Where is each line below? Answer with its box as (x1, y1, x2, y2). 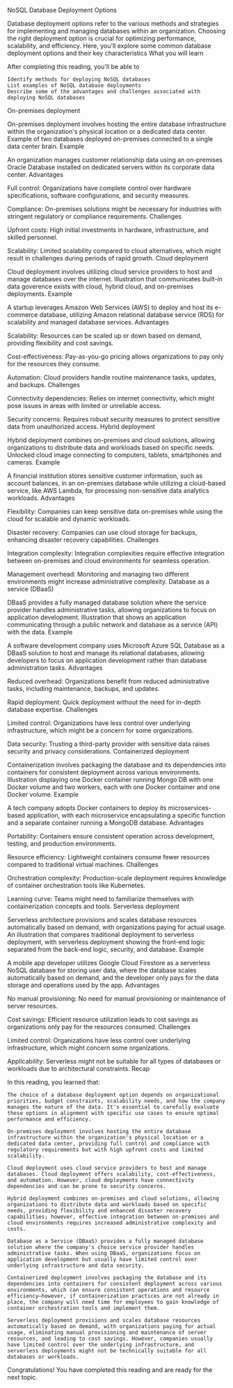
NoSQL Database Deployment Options (7, 6, 117, 14)
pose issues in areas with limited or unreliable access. (7, 402, 162, 410)
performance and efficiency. (7, 1116, 92, 1123)
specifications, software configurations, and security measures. (7, 192, 190, 199)
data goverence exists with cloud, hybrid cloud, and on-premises (7, 282, 193, 290)
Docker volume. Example (7, 790, 79, 798)
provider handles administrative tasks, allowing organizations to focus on (7, 606, 216, 614)
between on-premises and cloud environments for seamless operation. (7, 556, 211, 565)
